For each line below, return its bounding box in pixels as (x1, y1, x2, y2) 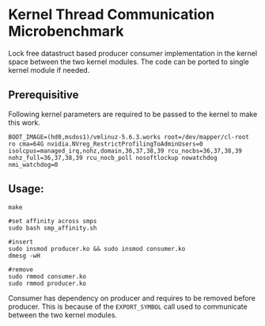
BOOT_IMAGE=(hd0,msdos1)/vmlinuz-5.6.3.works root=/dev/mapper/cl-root (8, 133, 249, 141)
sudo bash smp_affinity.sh (8, 224, 97, 232)
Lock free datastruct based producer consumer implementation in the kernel (8, 48, 258, 58)
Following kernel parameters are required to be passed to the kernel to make (8, 109, 258, 119)
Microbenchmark (8, 22, 124, 40)
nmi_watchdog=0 (8, 161, 59, 169)
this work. (8, 117, 41, 127)
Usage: (8, 182, 45, 195)
